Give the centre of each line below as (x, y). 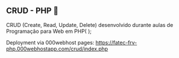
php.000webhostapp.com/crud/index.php (57, 49)
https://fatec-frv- (116, 42)
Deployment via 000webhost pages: (50, 42)
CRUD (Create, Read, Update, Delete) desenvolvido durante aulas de (89, 25)
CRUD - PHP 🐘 (32, 11)
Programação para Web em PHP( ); (49, 31)
